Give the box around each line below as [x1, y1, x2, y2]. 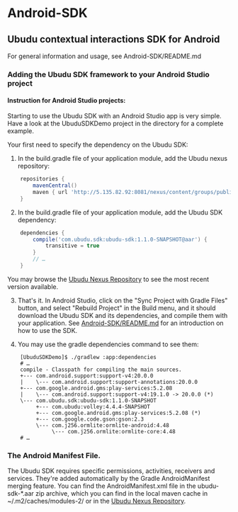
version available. [7, 282, 59, 291]
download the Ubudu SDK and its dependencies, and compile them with [17, 311, 228, 319]
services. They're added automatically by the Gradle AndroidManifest [7, 474, 210, 483]
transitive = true [45, 242, 100, 249]
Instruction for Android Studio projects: [7, 96, 126, 104]
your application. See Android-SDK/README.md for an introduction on [17, 319, 225, 327]
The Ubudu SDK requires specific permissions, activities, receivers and [7, 467, 215, 475]
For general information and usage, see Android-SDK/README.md [7, 52, 202, 60]
